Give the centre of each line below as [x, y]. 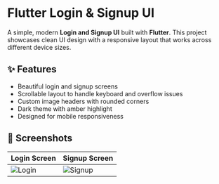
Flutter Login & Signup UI [81, 13]
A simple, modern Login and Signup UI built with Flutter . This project [107, 32]
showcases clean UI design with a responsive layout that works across [109, 39]
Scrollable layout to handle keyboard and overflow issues [100, 93]
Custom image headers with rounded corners [83, 101]
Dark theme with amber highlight [65, 109]
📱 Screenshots [40, 138]
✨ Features [32, 69]
